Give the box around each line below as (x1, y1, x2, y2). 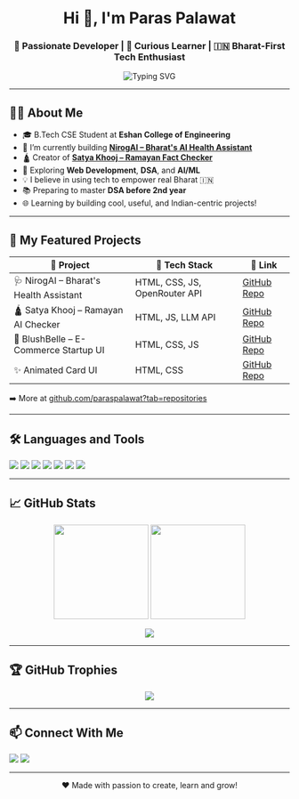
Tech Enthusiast (114, 51, 185, 63)
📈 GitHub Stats (9, 496, 96, 511)
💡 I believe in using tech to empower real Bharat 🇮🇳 (21, 174, 214, 185)
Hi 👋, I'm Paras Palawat (63, 8, 236, 28)
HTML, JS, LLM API (134, 311, 216, 323)
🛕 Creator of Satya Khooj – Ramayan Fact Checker (21, 152, 214, 163)
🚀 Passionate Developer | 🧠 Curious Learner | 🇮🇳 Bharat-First (13, 40, 286, 52)
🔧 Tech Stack (155, 259, 214, 271)
